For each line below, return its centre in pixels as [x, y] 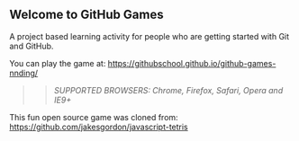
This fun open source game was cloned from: [94, 117]
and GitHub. [32, 46]
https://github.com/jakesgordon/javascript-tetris [99, 127]
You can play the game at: [58, 63]
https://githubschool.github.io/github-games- [192, 63]
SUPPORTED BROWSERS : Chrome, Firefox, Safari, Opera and [168, 90]
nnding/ [24, 73]
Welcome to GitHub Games [86, 15]
